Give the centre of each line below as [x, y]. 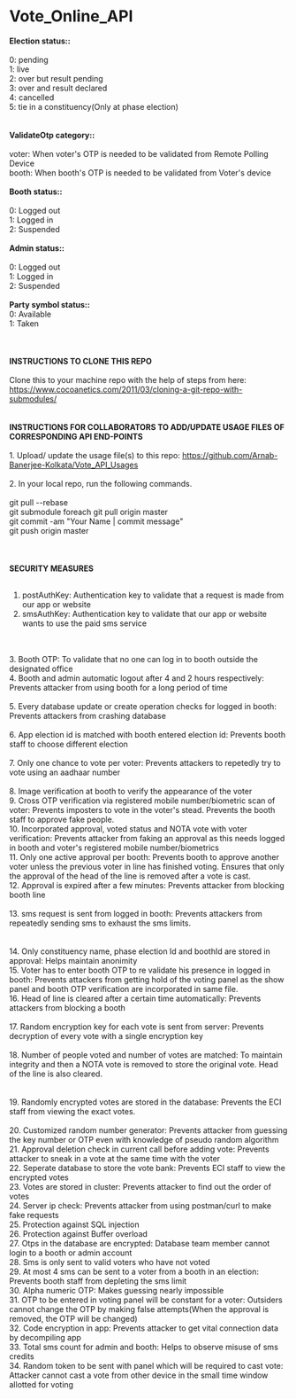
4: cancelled [32, 97]
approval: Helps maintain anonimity [73, 960]
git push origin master [49, 530]
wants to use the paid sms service [84, 623]
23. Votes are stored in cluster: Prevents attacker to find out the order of [140, 1186]
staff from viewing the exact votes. [72, 1111]
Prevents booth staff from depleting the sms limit [98, 1281]
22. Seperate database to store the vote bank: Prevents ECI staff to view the [147, 1168]
